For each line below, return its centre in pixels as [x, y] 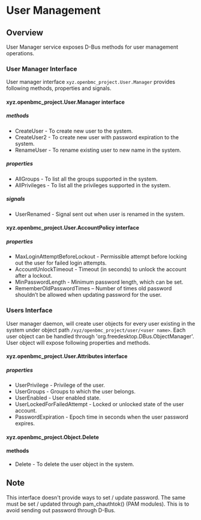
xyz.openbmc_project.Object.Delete [52, 437]
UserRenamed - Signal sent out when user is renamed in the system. [100, 214]
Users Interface [29, 311]
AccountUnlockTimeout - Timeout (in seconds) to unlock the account [100, 269]
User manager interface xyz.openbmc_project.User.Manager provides [91, 82]
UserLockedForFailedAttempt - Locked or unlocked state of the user [99, 404]
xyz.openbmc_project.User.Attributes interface [67, 356]
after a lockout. [34, 276]
